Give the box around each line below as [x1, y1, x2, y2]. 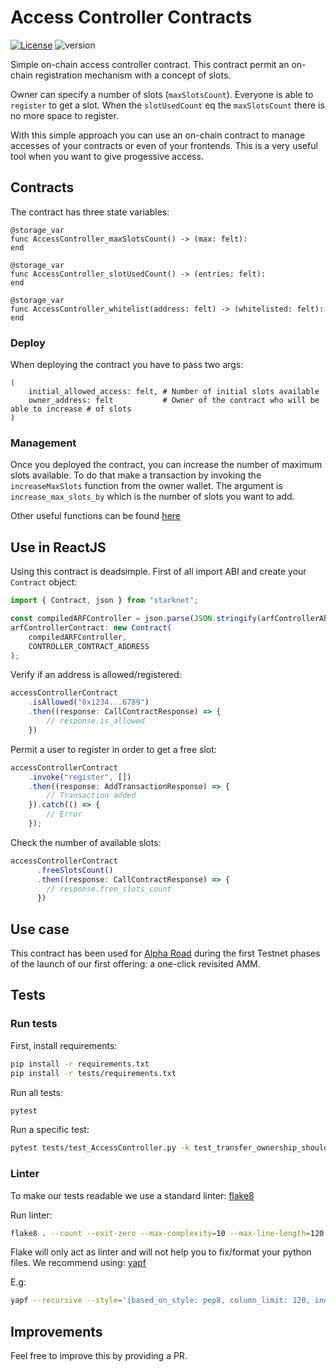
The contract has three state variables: [10, 206, 170, 218]
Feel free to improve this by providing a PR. [10, 1350, 188, 1362]
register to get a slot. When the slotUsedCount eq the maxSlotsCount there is [10, 99, 325, 111]
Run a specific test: [10, 1124, 90, 1136]
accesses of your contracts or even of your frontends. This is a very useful [10, 139, 318, 151]
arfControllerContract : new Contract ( [10, 622, 172, 633]
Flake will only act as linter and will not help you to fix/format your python [10, 1246, 312, 1258]
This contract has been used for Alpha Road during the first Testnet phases [10, 947, 321, 960]
